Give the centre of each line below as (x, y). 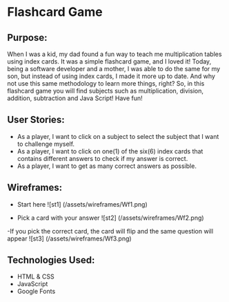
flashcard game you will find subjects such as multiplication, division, (105, 91)
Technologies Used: (51, 260)
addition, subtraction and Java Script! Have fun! (75, 98)
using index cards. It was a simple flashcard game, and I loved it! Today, (109, 62)
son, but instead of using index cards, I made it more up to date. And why (111, 76)
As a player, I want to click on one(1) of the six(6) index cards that (110, 151)
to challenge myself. (46, 144)
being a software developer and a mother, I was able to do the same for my (114, 69)
